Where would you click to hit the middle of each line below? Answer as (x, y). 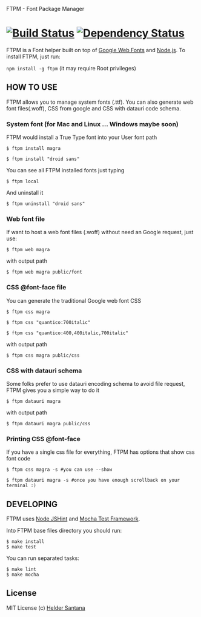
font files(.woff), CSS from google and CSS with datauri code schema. (94, 108)
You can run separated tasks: (43, 558)
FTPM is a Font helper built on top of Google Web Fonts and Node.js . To (96, 50)
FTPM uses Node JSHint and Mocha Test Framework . (73, 519)
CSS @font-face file (36, 288)
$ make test (21, 547)
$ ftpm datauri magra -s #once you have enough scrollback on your (93, 480)
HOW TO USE (32, 87)
